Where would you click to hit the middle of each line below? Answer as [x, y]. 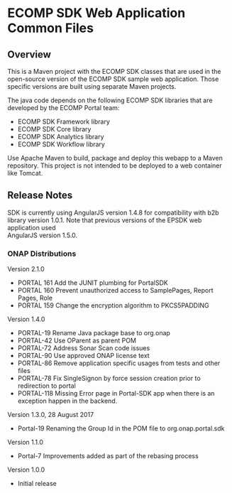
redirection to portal [46, 386]
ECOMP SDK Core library [54, 129]
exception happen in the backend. [67, 401]
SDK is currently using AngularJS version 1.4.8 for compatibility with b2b [113, 212]
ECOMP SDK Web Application [96, 13]
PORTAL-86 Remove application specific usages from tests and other [119, 363]
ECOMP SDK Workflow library [61, 144]
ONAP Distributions [42, 254]
